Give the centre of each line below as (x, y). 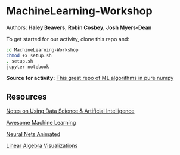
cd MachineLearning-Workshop (42, 50)
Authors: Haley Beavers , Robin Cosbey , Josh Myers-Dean (79, 27)
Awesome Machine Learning (41, 123)
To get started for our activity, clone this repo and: (68, 39)
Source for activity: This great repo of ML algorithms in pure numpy (90, 78)
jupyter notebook (28, 67)
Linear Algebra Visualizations (42, 146)
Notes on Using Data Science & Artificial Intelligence (70, 111)
